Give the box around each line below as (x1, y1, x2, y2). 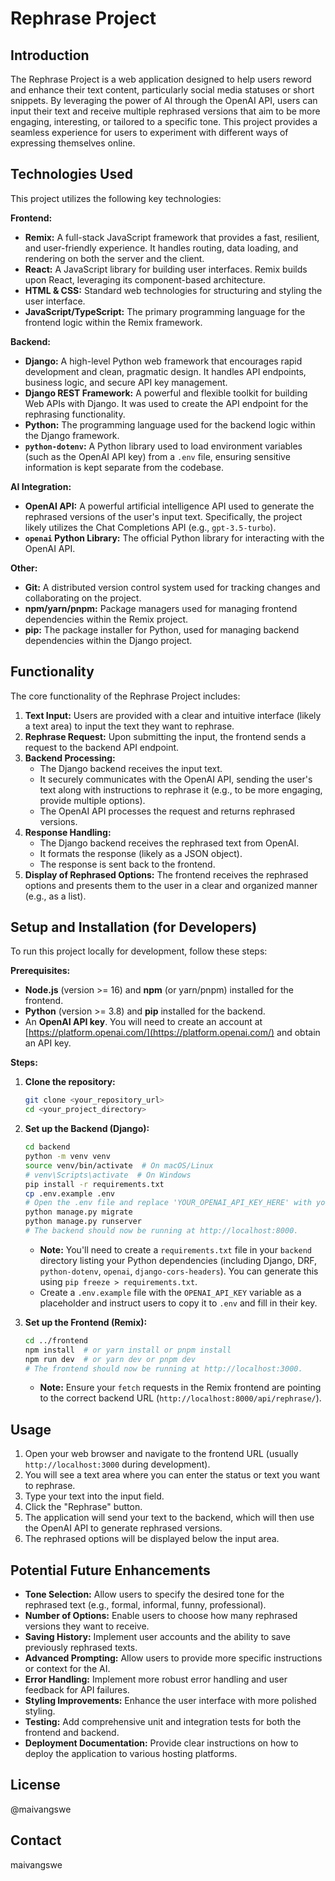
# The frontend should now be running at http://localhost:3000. (24, 1363, 303, 1374)
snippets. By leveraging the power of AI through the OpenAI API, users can (10, 95, 318, 106)
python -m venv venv (24, 1152, 111, 1162)
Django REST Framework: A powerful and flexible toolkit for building (24, 387, 308, 399)
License (10, 1777, 61, 1794)
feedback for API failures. (24, 1684, 130, 1696)
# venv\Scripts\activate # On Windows (24, 1170, 192, 1180)
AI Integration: (10, 480, 72, 492)
